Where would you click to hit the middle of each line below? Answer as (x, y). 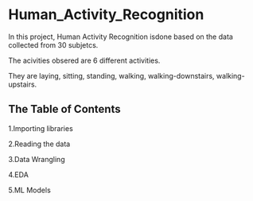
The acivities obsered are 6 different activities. (84, 60)
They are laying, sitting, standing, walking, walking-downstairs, (111, 75)
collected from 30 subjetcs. (53, 44)
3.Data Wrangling (37, 159)
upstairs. (23, 84)
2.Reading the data (39, 144)
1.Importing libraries (41, 128)
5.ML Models (30, 190)
